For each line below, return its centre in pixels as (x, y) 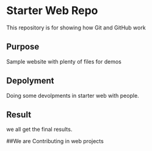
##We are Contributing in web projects (55, 141)
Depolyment (30, 81)
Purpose (23, 47)
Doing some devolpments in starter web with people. (73, 95)
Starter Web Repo (52, 11)
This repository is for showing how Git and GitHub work (76, 28)
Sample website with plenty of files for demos (64, 61)
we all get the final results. (39, 130)
